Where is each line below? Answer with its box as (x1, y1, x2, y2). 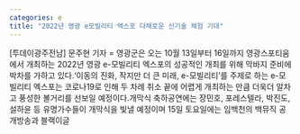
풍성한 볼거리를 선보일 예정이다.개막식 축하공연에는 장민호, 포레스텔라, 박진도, (18, 92, 291, 103)
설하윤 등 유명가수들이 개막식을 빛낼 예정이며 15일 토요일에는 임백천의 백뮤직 (9, 103, 277, 114)
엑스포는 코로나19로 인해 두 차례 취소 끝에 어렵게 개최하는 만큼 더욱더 (32, 81, 275, 92)
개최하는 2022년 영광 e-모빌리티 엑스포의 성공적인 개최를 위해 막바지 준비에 (25, 58, 292, 69)
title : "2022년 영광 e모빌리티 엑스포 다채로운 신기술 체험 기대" (9, 22, 224, 31)
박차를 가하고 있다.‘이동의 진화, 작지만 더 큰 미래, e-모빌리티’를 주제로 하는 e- (9, 69, 279, 81)
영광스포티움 (246, 47, 290, 58)
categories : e (9, 13, 63, 22)
